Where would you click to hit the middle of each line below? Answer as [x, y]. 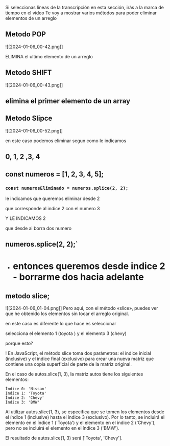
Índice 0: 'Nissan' [26, 389]
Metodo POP [26, 35]
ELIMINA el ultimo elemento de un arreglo [49, 56]
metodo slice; [28, 296]
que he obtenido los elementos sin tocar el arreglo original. [67, 314]
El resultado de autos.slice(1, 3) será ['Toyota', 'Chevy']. [64, 438]
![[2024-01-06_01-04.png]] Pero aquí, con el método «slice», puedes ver [82, 308]
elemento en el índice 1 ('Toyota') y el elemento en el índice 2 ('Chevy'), [80, 423]
